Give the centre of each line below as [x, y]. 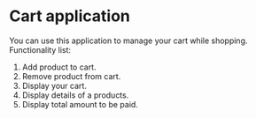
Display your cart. [54, 85]
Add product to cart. [59, 67]
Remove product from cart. [71, 76]
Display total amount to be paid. [80, 104]
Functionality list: [40, 49]
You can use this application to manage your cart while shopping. [128, 41]
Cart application [70, 16]
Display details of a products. [75, 95]
